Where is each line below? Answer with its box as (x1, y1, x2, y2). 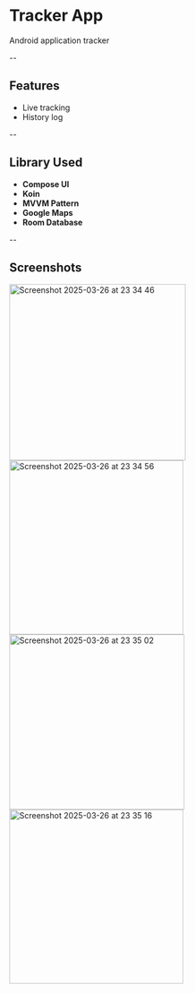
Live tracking (21, 102, 71, 113)
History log (21, 111, 64, 122)
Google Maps (21, 207, 73, 218)
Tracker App (9, 5, 104, 26)
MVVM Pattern (21, 198, 80, 209)
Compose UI (21, 178, 70, 189)
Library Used (9, 155, 83, 170)
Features (9, 78, 60, 94)
